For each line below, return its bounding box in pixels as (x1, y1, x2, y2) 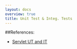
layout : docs (5, 7, 31, 12)
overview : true (5, 12, 36, 16)
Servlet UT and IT (12, 39, 47, 45)
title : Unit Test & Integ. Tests (5, 16, 73, 21)
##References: (5, 30, 35, 35)
